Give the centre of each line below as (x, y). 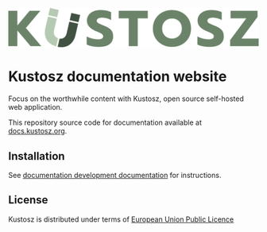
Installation (37, 156)
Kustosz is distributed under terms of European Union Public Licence (121, 219)
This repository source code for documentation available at (105, 122)
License (28, 200)
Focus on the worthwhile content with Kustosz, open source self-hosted (126, 99)
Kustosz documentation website (118, 77)
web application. (35, 107)
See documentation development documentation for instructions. (115, 175)
